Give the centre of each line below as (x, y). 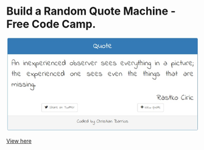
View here (19, 141)
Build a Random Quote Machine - (91, 11)
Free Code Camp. (51, 24)
